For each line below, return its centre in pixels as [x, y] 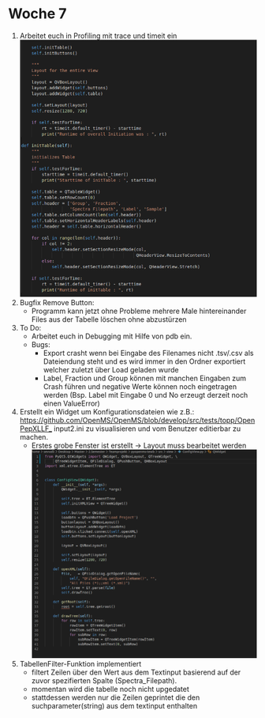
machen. [34, 437]
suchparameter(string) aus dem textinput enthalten [114, 706]
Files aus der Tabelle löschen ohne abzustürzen [109, 319]
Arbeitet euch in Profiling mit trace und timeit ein [98, 36]
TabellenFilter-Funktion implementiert [80, 664]
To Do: [30, 328]
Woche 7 [37, 14]
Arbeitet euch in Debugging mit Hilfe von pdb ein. [112, 336]
